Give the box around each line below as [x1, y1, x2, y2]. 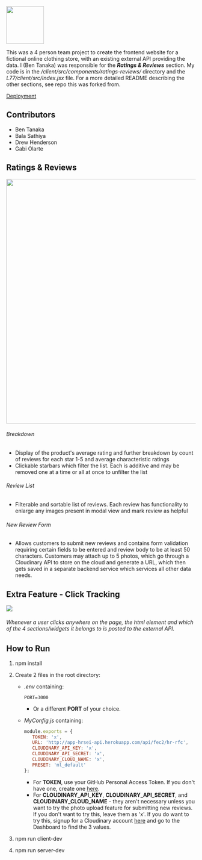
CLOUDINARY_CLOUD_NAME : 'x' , [32, 756, 105, 762]
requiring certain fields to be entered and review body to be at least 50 [14, 546, 191, 553]
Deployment [6, 93, 37, 99]
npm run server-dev [14, 846, 65, 854]
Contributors [6, 110, 56, 120]
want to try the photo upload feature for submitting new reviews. [32, 804, 193, 811]
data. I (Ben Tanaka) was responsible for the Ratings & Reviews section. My [6, 61, 195, 69]
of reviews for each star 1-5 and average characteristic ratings [14, 455, 170, 463]
